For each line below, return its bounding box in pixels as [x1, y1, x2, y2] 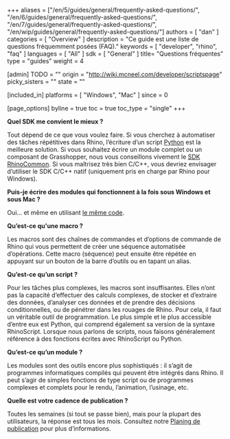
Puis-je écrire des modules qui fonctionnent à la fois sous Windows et [7, 188, 211, 196]
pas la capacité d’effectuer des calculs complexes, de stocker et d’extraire [7, 291, 218, 299]
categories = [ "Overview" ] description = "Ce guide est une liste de [7, 35, 199, 43]
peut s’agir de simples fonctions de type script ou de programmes [7, 376, 194, 384]
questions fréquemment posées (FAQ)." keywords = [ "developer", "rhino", [7, 43, 218, 50]
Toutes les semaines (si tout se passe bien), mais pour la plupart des [7, 410, 201, 418]
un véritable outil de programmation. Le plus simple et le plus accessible [7, 313, 211, 321]
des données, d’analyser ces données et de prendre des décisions [7, 298, 196, 306]
